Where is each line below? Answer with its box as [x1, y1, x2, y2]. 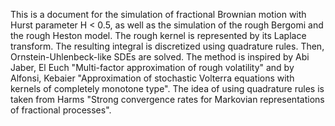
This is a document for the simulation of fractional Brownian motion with [10, 9, 307, 20]
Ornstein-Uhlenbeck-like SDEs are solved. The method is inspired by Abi [10, 51, 310, 63]
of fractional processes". [10, 104, 112, 116]
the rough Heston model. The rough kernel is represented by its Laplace [10, 30, 307, 41]
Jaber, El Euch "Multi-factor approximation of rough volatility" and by [10, 62, 295, 73]
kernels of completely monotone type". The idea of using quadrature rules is [10, 83, 325, 94]
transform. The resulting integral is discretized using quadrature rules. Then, [10, 40, 325, 52]
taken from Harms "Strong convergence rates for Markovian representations [10, 94, 325, 105]
